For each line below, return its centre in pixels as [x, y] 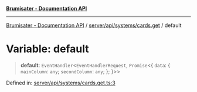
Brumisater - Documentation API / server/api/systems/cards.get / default [94, 25]
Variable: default [47, 49]
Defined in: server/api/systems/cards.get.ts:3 [61, 83]
